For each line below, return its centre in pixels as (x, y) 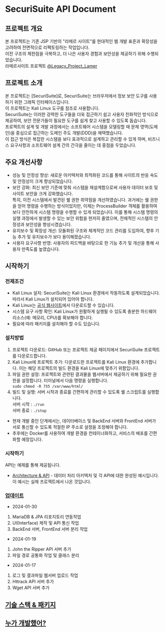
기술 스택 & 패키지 (31, 605)
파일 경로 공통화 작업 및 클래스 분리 (46, 556)
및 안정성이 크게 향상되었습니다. (42, 181)
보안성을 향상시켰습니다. (49, 224)
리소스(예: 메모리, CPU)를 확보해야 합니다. (52, 318)
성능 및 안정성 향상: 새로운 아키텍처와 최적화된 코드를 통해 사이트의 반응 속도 (85, 175)
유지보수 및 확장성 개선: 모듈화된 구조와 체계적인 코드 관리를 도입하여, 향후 (83, 230)
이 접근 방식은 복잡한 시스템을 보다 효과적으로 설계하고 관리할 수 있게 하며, (76, 139)
